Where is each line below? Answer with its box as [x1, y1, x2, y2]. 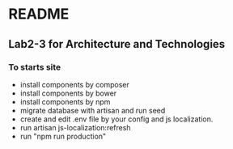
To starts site [8, 62, 61, 73]
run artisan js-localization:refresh [19, 122, 131, 132]
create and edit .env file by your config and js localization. [19, 114, 214, 124]
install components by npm [19, 96, 111, 106]
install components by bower [19, 88, 117, 98]
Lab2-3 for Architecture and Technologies [8, 37, 226, 51]
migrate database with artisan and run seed [19, 105, 166, 115]
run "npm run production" [19, 131, 107, 141]
